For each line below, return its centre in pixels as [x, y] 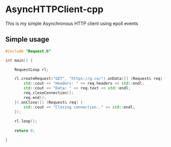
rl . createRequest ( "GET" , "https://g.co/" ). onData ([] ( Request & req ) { [91, 79]
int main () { [19, 60]
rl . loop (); [26, 121]
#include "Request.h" [28, 51]
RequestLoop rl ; [32, 70]
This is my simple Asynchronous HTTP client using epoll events [72, 23]
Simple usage [27, 39]
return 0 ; [25, 131]
